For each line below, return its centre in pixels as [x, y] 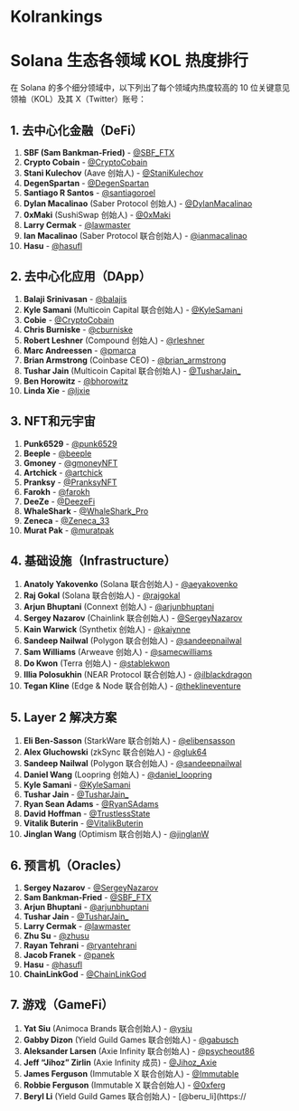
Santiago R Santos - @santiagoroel [89, 193]
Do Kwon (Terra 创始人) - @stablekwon [97, 663]
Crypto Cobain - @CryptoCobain [85, 162]
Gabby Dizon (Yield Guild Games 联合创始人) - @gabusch [131, 1040]
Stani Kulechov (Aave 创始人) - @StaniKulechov [113, 173]
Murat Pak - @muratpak [69, 530]
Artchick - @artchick [63, 472]
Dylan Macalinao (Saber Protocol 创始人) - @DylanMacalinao [138, 203]
